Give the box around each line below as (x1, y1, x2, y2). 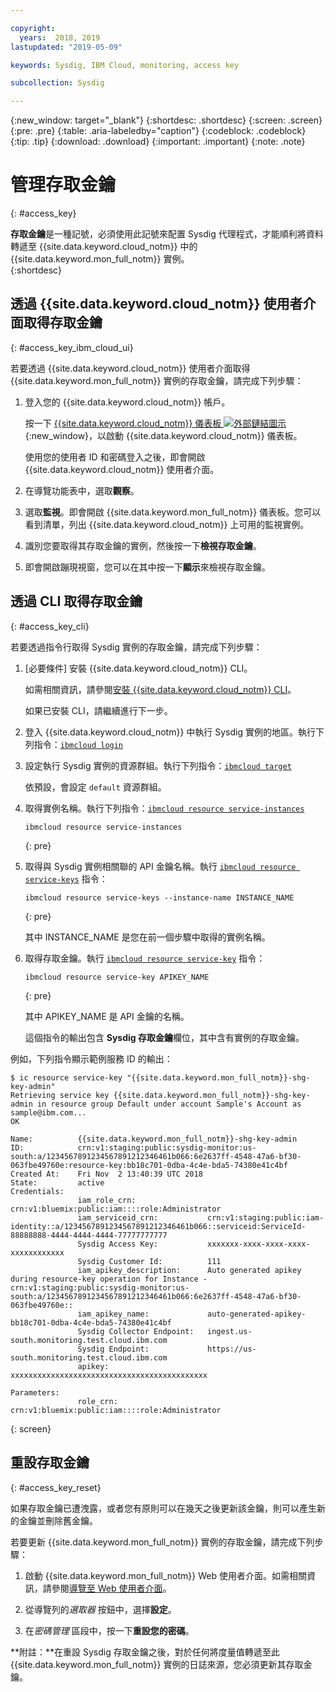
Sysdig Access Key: (77, 1239, 159, 1249)
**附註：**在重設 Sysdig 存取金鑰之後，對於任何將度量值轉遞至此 (10, 1646, 280, 1658)
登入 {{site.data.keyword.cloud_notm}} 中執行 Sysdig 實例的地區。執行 (24, 726, 316, 738)
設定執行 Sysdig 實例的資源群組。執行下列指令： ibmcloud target (24, 759, 292, 771)
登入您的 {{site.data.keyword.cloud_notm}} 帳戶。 (24, 396, 231, 408)
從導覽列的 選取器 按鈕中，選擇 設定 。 (24, 1603, 177, 1615)
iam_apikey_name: (77, 1309, 150, 1319)
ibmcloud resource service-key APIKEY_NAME (24, 972, 210, 982)
